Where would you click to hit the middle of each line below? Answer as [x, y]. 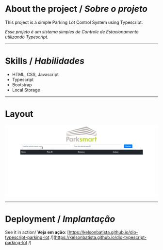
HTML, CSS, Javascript [35, 74]
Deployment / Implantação [60, 219]
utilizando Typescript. [27, 37]
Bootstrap [22, 85]
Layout [19, 114]
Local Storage [26, 90]
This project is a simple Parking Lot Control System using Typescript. [74, 22]
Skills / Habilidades [45, 61]
